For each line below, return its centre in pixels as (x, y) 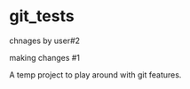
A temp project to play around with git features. (95, 74)
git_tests (42, 16)
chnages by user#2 (45, 41)
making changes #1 (45, 57)
